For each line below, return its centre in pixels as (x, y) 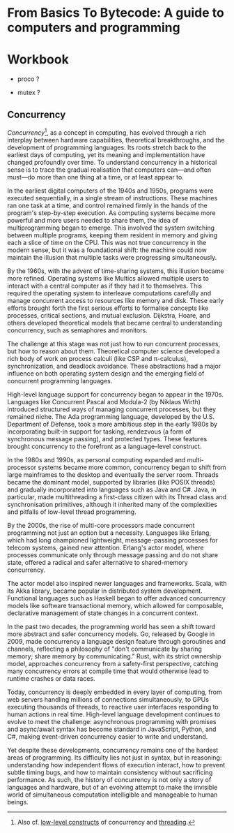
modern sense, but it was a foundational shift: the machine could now (107, 250)
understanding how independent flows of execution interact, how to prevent (116, 765)
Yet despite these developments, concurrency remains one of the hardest (113, 750)
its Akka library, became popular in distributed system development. (105, 591)
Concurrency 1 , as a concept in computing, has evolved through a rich (107, 132)
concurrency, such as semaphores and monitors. (77, 330)
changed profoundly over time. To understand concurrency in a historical (112, 162)
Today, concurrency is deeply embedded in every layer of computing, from (115, 692)
